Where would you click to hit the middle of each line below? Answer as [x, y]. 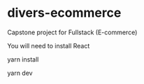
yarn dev [20, 73]
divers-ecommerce [64, 13]
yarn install [23, 59]
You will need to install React [49, 45]
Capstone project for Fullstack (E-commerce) [72, 32]
